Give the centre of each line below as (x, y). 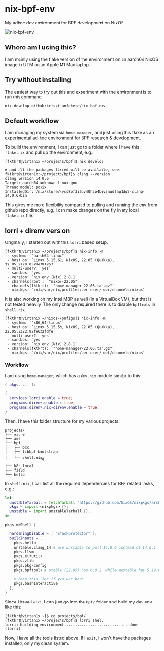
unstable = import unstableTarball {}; (50, 511)
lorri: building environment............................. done (72, 625)
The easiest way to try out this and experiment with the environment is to (79, 92)
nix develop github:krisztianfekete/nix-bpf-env (55, 106)
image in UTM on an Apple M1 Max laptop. (48, 64)
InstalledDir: (20, 192)
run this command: (24, 97)
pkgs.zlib (24, 561)
